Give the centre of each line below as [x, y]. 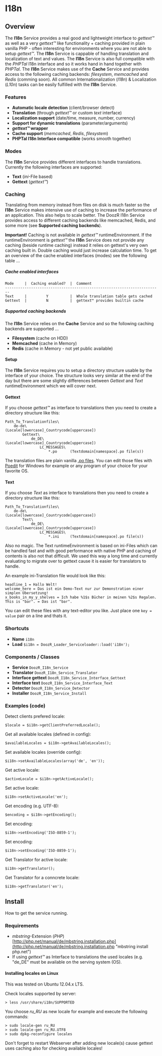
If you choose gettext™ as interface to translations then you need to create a [81, 408]
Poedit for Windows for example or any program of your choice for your [76, 466]
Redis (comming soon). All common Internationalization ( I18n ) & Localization [81, 79]
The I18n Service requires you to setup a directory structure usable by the [79, 370]
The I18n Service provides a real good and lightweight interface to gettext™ [80, 38]
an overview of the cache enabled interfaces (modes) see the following [76, 255]
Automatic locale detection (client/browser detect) [63, 108]
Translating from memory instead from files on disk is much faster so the [77, 205]
